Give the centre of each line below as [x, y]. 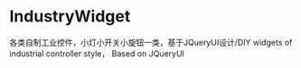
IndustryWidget [70, 17]
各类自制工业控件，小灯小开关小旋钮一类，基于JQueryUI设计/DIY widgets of [151, 42]
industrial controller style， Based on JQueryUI [97, 53]
